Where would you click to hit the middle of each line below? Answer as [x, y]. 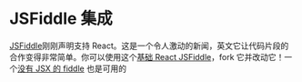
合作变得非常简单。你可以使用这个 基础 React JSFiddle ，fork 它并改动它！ [147, 56]
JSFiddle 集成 [61, 19]
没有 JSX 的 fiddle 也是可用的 [72, 68]
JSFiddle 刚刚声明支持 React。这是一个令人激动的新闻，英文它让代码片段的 [149, 46]
